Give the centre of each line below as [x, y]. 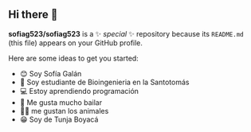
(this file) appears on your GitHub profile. [76, 43]
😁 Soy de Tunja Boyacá [59, 119]
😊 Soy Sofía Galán [51, 73]
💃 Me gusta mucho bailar [61, 102]
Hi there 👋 [33, 15]
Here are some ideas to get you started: [74, 58]
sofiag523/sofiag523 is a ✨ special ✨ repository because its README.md [126, 33]
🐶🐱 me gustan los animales [64, 111]
